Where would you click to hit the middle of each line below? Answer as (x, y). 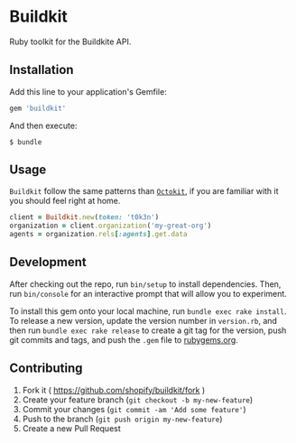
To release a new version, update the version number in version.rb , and (143, 320)
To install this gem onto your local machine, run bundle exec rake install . (148, 311)
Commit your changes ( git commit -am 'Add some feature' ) (134, 409)
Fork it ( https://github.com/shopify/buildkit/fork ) (114, 390)
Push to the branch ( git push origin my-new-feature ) (122, 419)
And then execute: (43, 125)
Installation (42, 70)
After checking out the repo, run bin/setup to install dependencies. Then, (145, 284)
